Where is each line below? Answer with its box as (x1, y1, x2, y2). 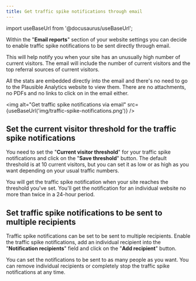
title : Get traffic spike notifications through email (6, 8, 143, 15)
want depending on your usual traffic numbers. (6, 167, 119, 174)
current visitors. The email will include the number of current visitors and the (6, 60, 191, 67)
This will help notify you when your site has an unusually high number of (6, 53, 181, 60)
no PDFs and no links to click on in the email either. (6, 89, 129, 96)
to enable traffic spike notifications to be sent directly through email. (6, 42, 171, 49)
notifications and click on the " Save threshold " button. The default (6, 155, 167, 162)
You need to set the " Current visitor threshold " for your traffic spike (6, 148, 171, 155)
